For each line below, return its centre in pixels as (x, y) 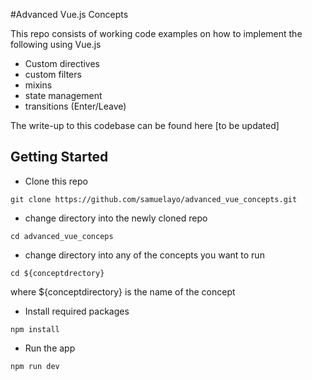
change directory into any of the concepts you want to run (144, 255)
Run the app (50, 348)
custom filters (53, 74)
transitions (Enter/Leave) (75, 106)
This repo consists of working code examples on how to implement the (156, 33)
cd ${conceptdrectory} (57, 273)
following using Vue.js (56, 44)
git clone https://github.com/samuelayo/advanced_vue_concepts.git (154, 199)
